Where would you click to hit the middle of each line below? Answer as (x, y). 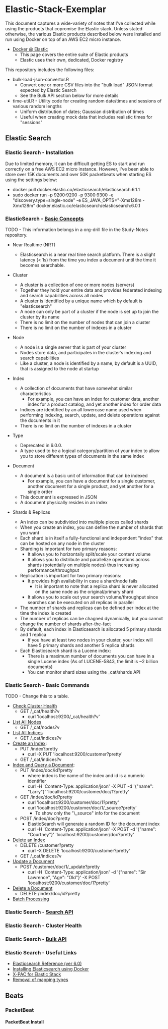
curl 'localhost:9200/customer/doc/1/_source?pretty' (82, 808)
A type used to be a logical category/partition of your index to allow (90, 451)
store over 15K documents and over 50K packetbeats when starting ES (78, 174)
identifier (37, 781)
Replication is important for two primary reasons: (71, 575)
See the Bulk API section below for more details (69, 95)
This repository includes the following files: (50, 70)
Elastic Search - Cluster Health (44, 926)
